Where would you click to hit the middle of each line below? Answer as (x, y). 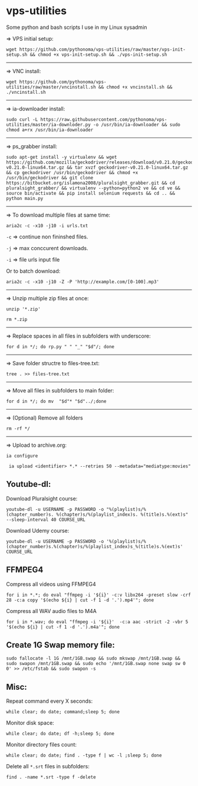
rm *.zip (17, 319)
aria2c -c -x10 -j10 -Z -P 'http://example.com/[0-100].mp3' (83, 281)
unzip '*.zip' (24, 309)
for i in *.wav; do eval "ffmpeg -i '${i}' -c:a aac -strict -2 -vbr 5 (97, 622)
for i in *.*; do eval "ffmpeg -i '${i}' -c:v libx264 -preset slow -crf (99, 595)
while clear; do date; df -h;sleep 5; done (60, 734)
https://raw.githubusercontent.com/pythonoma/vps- (104, 119)
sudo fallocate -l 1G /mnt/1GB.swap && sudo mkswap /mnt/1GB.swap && (93, 659)
